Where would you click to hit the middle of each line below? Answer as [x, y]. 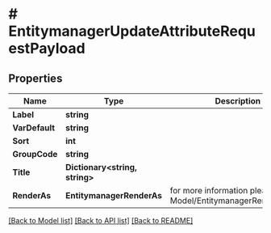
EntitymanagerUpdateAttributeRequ [132, 31]
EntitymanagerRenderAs [114, 195]
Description [238, 101]
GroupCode [35, 154]
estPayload [47, 49]
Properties [35, 78]
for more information [209, 191]
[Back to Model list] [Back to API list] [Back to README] [101, 220]
